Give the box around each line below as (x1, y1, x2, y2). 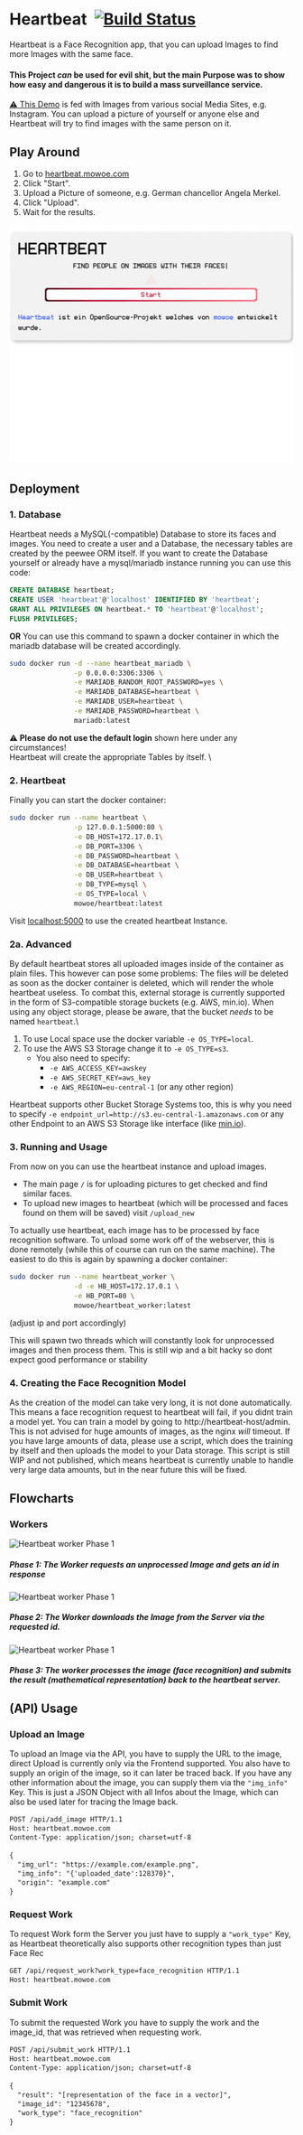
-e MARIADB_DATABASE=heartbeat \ (73, 688, 200, 697)
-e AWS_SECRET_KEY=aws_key (49, 1073, 151, 1083)
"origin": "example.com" (17, 1878, 111, 1887)
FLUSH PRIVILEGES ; (9, 614, 78, 623)
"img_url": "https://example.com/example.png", (17, 1860, 200, 1869)
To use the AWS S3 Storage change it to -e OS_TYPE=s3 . (22, 1044, 229, 1054)
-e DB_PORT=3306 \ (73, 841, 143, 851)
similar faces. (22, 1188, 73, 1199)
